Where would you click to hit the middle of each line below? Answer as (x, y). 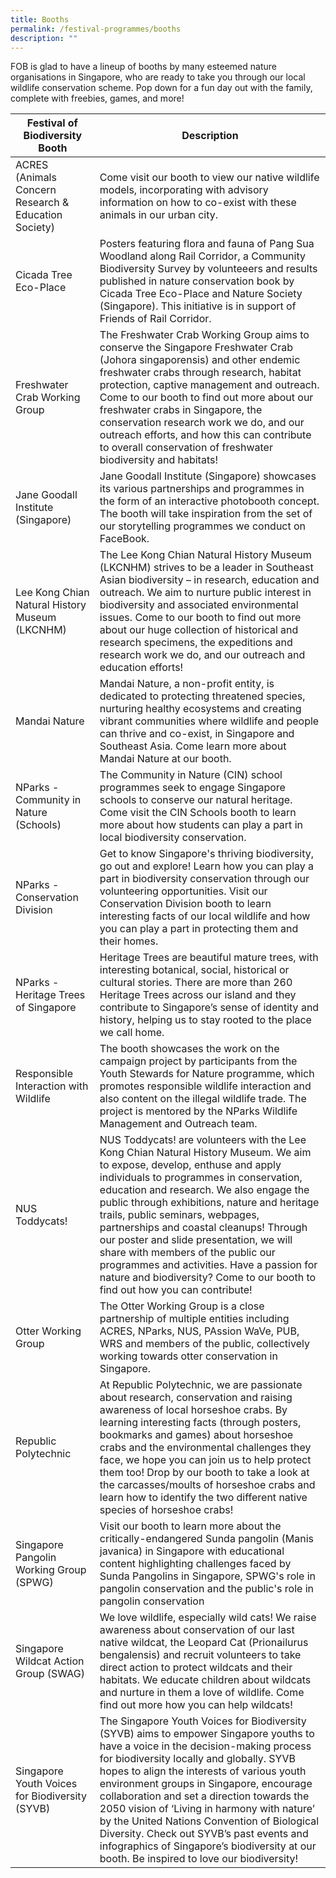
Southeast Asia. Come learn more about (193, 746)
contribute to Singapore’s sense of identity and (209, 1008)
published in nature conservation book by (197, 281)
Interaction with (52, 1086)
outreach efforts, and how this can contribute (205, 435)
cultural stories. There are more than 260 (196, 983)
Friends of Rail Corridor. (155, 319)
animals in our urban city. (159, 215)
